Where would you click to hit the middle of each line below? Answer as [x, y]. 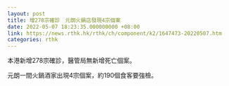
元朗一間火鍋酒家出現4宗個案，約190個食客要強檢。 [82, 76]
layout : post [26, 14]
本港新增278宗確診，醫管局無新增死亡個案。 [72, 61]
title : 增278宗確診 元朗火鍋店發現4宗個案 [64, 20]
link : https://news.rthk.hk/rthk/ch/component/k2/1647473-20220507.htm [114, 33]
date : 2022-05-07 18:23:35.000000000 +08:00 [74, 27]
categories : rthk [33, 40]
